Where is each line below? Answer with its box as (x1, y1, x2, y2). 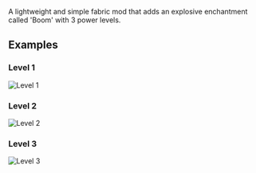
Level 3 (8, 138, 37, 149)
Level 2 (8, 100, 37, 111)
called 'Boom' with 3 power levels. (8, 15, 121, 25)
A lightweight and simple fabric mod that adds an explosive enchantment (8, 7, 248, 16)
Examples (8, 38, 58, 52)
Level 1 (8, 62, 36, 73)
